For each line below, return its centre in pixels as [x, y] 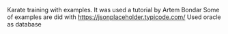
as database [25, 24]
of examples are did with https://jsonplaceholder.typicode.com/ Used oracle [114, 17]
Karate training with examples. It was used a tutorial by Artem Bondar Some [113, 10]
